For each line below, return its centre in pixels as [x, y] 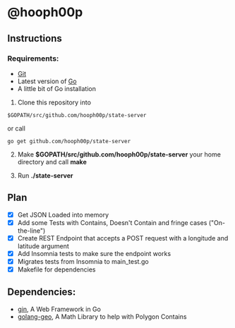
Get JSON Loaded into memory [63, 214]
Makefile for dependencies [56, 269]
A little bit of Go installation [57, 88]
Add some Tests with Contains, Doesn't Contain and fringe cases [112, 222]
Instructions [35, 38]
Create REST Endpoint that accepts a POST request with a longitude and [123, 238]
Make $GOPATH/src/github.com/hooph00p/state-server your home [119, 154]
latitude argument [43, 246]
